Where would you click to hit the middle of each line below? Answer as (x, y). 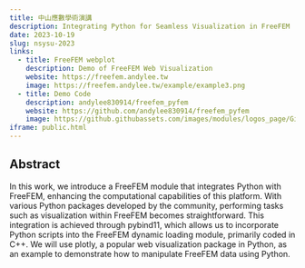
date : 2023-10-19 (42, 35)
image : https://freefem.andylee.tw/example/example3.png (136, 85)
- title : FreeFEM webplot (67, 60)
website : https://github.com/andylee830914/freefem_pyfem (138, 111)
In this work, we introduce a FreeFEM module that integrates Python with (145, 186)
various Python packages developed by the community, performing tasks (147, 205)
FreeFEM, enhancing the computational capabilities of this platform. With (146, 195)
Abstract (35, 164)
